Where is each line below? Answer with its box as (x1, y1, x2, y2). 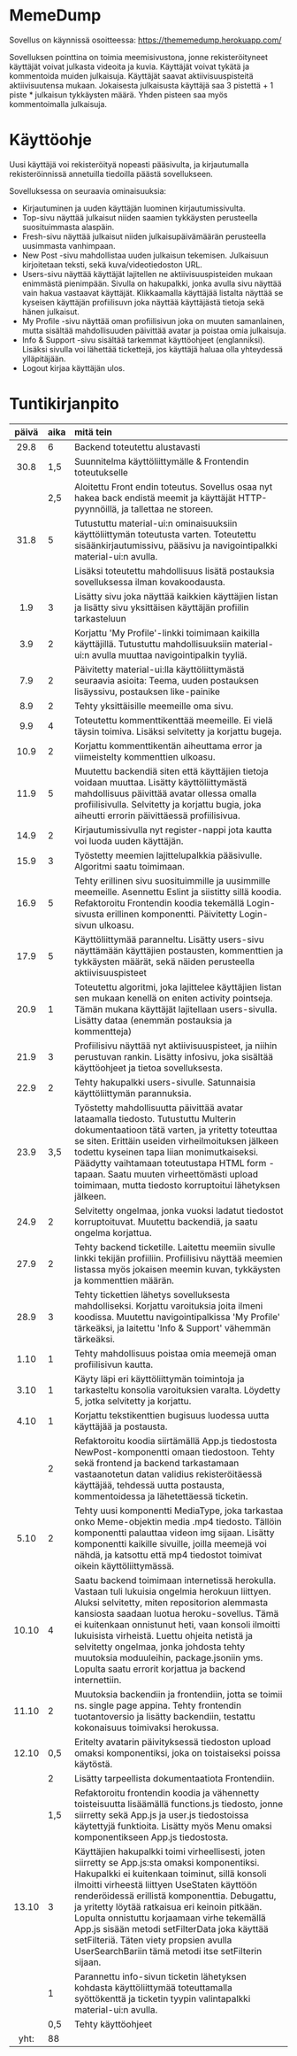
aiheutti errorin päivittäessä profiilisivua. (74, 809, 240, 822)
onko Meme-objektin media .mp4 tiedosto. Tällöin (74, 1515, 283, 1527)
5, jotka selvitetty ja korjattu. (74, 1395, 192, 1407)
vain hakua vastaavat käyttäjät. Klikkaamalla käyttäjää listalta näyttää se (21, 287, 284, 298)
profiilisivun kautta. (74, 1358, 154, 1371)
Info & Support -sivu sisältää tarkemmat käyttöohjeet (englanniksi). (21, 334, 265, 345)
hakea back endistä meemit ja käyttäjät (74, 491, 236, 504)
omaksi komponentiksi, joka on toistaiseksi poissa (74, 1746, 281, 1758)
